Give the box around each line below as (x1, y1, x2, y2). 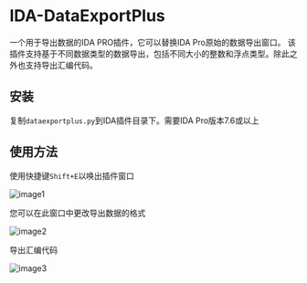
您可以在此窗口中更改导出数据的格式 (9, 207, 146, 218)
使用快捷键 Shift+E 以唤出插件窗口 (9, 170, 135, 181)
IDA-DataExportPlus (9, 5, 166, 26)
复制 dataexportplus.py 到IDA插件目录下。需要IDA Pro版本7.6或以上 (9, 115, 259, 126)
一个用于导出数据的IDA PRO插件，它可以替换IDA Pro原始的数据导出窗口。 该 (9, 37, 296, 47)
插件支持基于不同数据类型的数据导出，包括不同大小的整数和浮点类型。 (9, 47, 274, 59)
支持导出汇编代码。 (25, 59, 98, 70)
